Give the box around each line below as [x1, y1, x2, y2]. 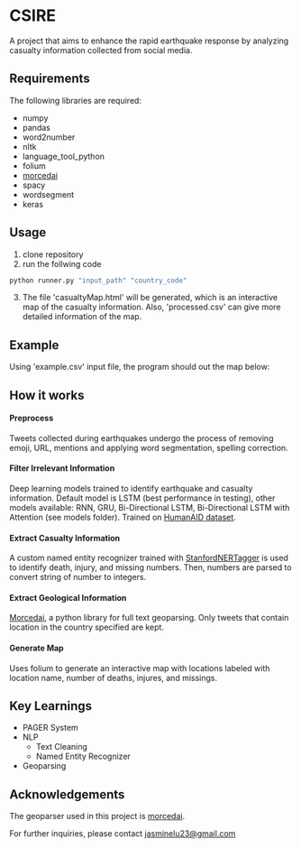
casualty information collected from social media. [9, 44, 193, 55]
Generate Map [9, 642, 65, 654]
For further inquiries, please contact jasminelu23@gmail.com [9, 828, 236, 839]
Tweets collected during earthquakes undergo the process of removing [9, 432, 274, 443]
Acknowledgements [9, 787, 125, 802]
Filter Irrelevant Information [9, 463, 115, 474]
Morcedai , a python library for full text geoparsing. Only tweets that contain [9, 613, 289, 623]
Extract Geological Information [9, 592, 127, 603]
